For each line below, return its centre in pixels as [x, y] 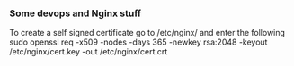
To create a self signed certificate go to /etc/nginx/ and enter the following [147, 33]
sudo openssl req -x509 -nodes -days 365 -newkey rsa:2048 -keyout [138, 42]
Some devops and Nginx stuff [76, 13]
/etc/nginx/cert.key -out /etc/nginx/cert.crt [89, 52]
